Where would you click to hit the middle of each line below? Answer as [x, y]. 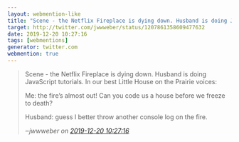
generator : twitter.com [43, 47]
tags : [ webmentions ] [38, 41]
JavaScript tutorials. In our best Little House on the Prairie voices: [121, 81]
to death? [39, 103]
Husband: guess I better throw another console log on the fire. [116, 117]
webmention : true [33, 54]
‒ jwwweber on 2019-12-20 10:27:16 [77, 131]
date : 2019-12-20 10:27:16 [47, 34]
